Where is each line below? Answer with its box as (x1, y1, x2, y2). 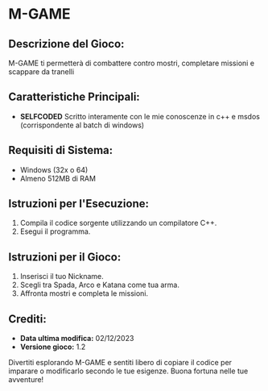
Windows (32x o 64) (19, 164, 89, 174)
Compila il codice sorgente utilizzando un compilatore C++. (19, 218, 217, 228)
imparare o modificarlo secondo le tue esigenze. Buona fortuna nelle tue (8, 366, 249, 376)
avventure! (8, 375, 44, 385)
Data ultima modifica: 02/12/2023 (19, 334, 134, 343)
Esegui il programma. (19, 227, 91, 236)
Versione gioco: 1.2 (19, 342, 86, 351)
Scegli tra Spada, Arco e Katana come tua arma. (19, 280, 179, 290)
